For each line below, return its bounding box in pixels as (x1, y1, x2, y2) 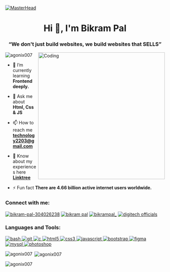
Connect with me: (5, 199, 50, 207)
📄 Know (12, 153, 29, 159)
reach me (12, 127, 33, 133)
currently (12, 67, 32, 74)
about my (12, 158, 33, 164)
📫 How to (12, 120, 34, 126)
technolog (12, 132, 35, 139)
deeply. (12, 84, 29, 90)
